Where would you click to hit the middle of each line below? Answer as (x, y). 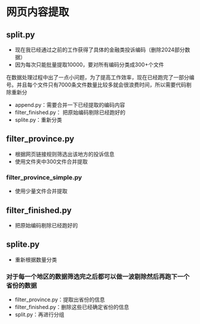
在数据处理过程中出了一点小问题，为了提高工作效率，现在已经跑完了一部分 (98, 77)
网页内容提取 (38, 12)
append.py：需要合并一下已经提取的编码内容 (70, 105)
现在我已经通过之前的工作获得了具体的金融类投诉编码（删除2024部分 (100, 50)
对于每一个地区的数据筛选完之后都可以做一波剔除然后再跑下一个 (98, 276)
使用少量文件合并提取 (41, 191)
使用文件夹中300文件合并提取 (51, 161)
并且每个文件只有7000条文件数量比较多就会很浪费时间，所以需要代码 (101, 85)
